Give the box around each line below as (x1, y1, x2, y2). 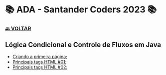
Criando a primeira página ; (12, 53, 67, 60)
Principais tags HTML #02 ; (12, 64, 68, 70)
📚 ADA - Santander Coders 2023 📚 (5, 4, 157, 15)
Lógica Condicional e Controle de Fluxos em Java (5, 40, 161, 49)
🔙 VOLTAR (5, 25, 31, 32)
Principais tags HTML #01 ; (12, 59, 67, 65)
